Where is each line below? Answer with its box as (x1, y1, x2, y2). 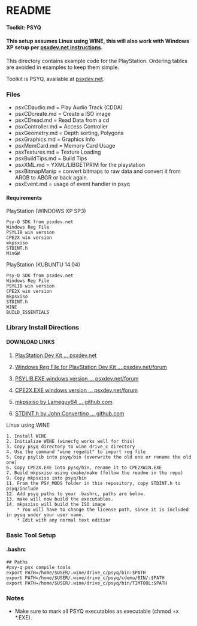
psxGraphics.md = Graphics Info (14, 136, 95, 143)
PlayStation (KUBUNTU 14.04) (6, 261, 81, 268)
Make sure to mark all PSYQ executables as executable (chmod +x (14, 607, 179, 615)
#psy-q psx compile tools (6, 564, 71, 570)
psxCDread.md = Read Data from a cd (14, 116, 110, 124)
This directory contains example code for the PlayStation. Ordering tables (6, 57, 187, 64)
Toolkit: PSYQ (6, 23, 41, 31)
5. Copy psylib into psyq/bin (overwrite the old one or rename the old (6, 454, 192, 460)
